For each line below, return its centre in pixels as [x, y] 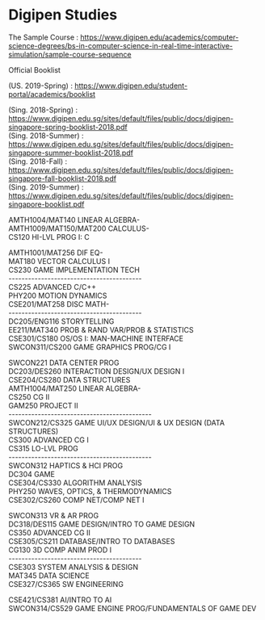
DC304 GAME [32, 474]
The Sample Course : [44, 37]
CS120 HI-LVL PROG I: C [49, 237]
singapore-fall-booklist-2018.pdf [63, 178]
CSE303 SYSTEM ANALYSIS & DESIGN [74, 567]
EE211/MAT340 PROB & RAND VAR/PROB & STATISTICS [101, 329]
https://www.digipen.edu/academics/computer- [160, 37]
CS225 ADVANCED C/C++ [53, 287]
